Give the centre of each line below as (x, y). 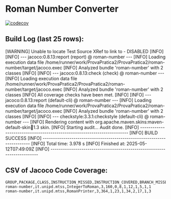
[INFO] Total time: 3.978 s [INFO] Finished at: (78, 143)
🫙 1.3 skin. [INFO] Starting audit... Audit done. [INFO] (84, 127)
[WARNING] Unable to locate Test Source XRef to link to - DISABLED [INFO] (84, 51)
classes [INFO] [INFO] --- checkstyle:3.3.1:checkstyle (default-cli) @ (77, 116)
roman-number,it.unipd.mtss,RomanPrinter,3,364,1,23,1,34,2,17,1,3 (78, 191)
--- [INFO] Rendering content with (58, 122)
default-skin (18, 127)
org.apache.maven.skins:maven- (130, 122)
